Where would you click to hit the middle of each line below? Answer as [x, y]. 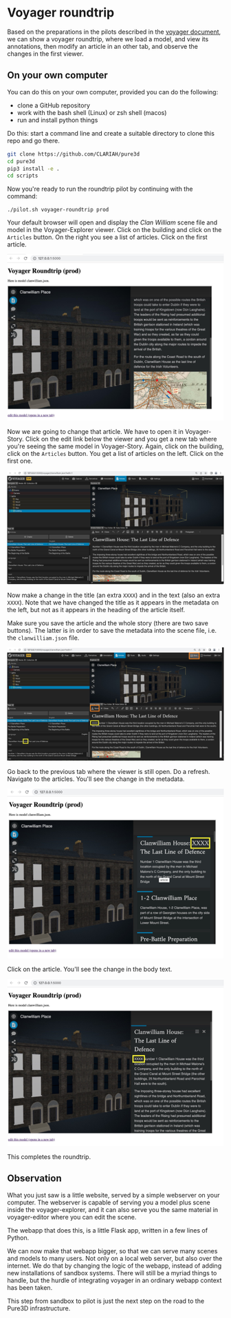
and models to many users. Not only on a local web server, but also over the [115, 1258]
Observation [34, 1179]
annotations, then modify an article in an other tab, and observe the [102, 46]
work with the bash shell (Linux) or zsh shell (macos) [92, 112]
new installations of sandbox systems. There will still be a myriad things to [112, 1273]
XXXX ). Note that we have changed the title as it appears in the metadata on [113, 603]
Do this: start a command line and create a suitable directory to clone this [111, 133]
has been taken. [30, 1287]
